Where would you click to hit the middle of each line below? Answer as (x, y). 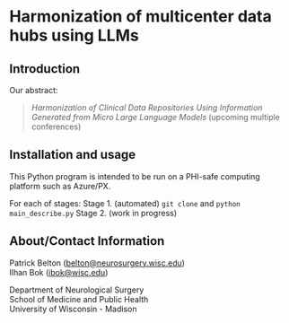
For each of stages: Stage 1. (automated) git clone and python (125, 203)
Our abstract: (34, 90)
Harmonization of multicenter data (140, 17)
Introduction (45, 69)
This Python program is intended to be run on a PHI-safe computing (135, 176)
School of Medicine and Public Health (79, 299)
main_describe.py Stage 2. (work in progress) (93, 213)
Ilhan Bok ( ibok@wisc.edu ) (59, 272)
